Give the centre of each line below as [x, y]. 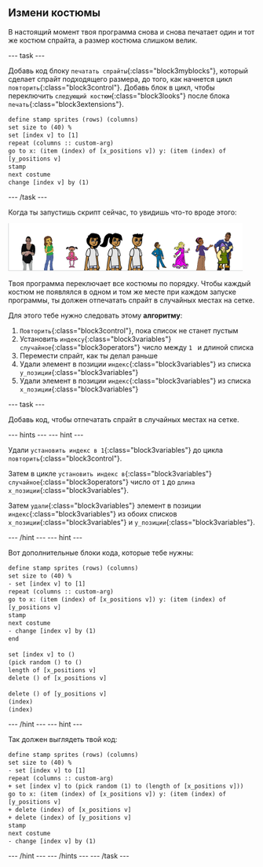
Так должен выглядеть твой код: [63, 739]
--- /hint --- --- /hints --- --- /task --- [69, 855]
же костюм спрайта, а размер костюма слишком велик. [103, 40]
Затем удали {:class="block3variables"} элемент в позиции [105, 505]
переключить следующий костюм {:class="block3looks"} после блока [119, 96]
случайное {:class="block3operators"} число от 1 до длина [102, 482]
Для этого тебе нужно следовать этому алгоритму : [95, 315]
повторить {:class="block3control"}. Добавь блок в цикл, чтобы [111, 87]
